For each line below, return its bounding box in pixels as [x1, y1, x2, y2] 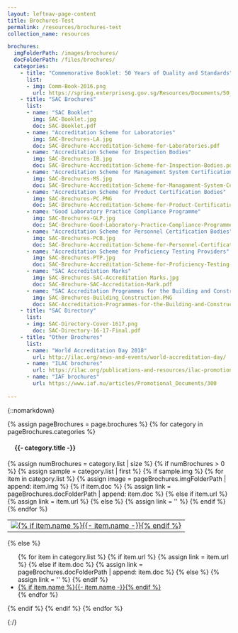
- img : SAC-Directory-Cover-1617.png [25, 320, 138, 328]
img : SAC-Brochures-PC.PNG [33, 195, 113, 202]
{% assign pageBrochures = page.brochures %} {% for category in [7, 420, 203, 428]
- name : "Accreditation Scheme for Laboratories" [25, 129, 176, 136]
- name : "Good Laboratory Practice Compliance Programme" [25, 208, 201, 215]
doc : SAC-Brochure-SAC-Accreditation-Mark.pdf [33, 281, 173, 288]
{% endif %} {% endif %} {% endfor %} [7, 604, 123, 612]
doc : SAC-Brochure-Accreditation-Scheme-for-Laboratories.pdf [33, 142, 220, 149]
